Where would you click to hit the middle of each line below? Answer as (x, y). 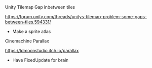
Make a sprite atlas (31, 31)
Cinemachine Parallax (27, 41)
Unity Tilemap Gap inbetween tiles (40, 7)
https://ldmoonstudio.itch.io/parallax (42, 51)
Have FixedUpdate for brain (40, 60)
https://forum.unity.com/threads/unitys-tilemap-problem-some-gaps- (76, 17)
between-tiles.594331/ (28, 22)
